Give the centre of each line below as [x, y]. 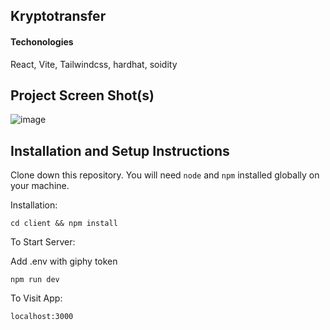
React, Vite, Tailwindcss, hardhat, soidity [94, 64]
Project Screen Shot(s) [82, 95]
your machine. [40, 186]
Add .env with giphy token [64, 261]
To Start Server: [43, 242]
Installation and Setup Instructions [120, 150]
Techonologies [42, 41]
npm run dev [35, 280]
